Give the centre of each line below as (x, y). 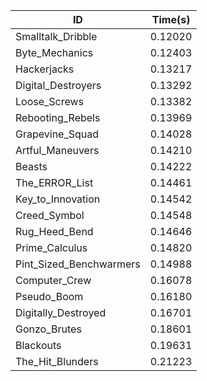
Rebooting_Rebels (58, 117)
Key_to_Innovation (58, 199)
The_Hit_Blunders (57, 361)
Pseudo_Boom (49, 296)
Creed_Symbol (50, 215)
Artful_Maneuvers (57, 150)
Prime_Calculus (51, 247)
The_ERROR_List (54, 182)
